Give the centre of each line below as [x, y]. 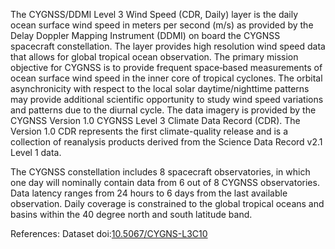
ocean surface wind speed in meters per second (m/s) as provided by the [162, 25]
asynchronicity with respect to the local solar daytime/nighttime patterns [160, 88]
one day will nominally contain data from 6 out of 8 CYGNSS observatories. [165, 182]
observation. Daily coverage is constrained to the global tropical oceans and [167, 203]
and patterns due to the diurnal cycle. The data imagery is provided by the [163, 110]
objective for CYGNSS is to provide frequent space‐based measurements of [166, 67]
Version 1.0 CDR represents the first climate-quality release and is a [149, 131]
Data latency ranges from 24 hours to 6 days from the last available [149, 193]
